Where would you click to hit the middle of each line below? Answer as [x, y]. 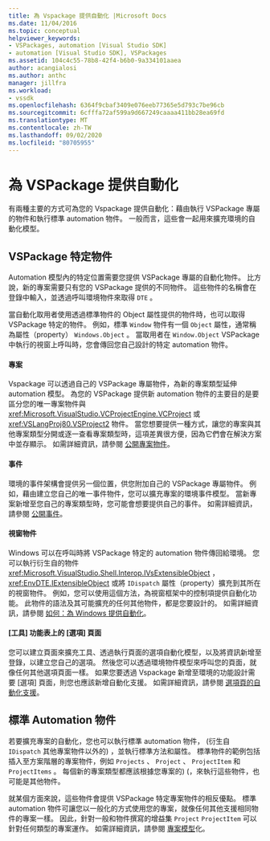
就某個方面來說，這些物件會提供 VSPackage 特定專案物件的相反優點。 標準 [133, 798]
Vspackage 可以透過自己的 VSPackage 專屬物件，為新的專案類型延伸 [123, 384]
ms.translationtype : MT [48, 120]
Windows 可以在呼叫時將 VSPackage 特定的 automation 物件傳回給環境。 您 [134, 553]
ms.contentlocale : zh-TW [50, 128]
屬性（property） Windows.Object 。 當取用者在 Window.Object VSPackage [137, 335]
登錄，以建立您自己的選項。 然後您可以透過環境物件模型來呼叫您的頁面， [129, 663]
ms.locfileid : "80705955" [51, 143]
